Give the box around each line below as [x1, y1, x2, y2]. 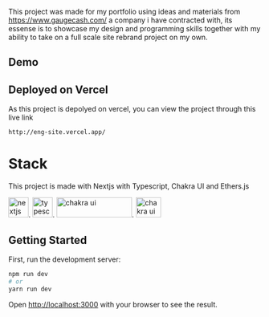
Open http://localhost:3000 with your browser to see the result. [8, 299, 218, 309]
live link [8, 112, 34, 123]
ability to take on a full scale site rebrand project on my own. [8, 32, 208, 42]
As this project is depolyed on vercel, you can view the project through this [8, 104, 256, 114]
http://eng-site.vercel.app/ [8, 128, 106, 136]
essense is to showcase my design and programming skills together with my [8, 24, 261, 33]
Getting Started [8, 233, 88, 247]
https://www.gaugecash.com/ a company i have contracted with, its [8, 15, 233, 25]
